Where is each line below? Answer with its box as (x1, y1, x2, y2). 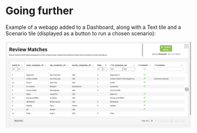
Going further (5, 4, 74, 18)
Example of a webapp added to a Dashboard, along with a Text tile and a (5, 24, 182, 31)
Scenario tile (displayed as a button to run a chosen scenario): (5, 29, 156, 36)
